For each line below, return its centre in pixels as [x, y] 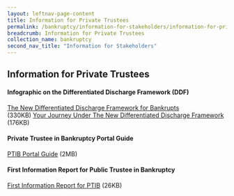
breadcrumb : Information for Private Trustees [76, 33]
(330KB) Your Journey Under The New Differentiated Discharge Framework [116, 115]
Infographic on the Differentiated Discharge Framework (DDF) [98, 92]
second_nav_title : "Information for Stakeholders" [82, 46]
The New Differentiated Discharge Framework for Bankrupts [93, 107]
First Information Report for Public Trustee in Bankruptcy [91, 170]
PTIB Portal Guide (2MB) [42, 153]
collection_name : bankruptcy [49, 40]
